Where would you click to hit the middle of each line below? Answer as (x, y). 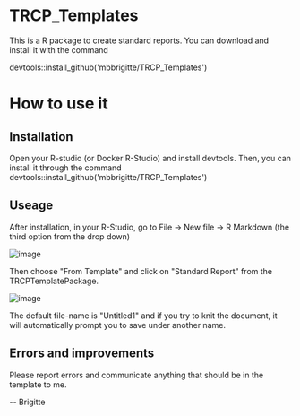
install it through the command (66, 168)
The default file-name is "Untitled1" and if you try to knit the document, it (143, 316)
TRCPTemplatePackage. (54, 281)
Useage (31, 206)
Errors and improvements (82, 354)
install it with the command (59, 49)
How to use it (59, 104)
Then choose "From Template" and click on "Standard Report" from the (141, 271)
